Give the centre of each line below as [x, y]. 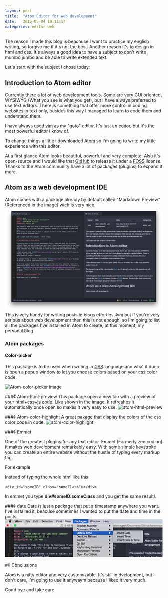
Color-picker [19, 355]
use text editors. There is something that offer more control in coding [76, 106]
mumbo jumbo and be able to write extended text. [57, 57]
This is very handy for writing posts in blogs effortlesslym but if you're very [82, 314]
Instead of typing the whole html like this [47, 477]
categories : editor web [30, 27]
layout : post [19, 11]
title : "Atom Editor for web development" [51, 16]
